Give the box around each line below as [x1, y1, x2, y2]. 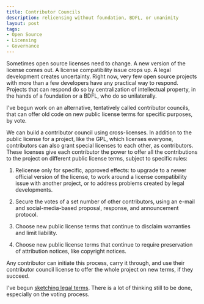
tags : [6, 26, 20, 32]
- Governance [6, 43, 40, 49]
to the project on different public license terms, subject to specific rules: [6, 154, 188, 162]
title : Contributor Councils [6, 9, 81, 15]
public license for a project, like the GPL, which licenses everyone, [6, 135, 173, 142]
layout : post [6, 20, 40, 26]
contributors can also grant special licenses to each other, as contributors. [6, 142, 194, 149]
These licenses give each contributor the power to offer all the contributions [6, 148, 198, 156]
